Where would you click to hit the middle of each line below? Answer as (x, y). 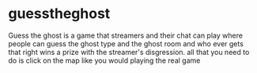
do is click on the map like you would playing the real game (104, 60)
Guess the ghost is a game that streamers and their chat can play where (126, 35)
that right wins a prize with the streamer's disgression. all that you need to (129, 52)
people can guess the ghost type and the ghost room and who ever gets (126, 43)
